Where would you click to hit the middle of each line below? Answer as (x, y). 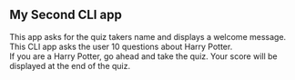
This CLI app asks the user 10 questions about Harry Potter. (121, 46)
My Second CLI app (66, 15)
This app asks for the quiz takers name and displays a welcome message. (148, 36)
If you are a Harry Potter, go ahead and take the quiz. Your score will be (143, 56)
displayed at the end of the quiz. (70, 65)
